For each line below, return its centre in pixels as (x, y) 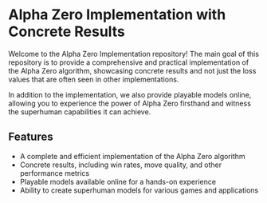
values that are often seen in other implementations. (94, 79)
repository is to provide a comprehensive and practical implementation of (129, 62)
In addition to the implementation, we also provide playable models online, (130, 94)
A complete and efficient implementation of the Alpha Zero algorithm (132, 156)
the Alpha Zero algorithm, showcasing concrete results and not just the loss (132, 70)
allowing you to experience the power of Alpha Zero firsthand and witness (130, 103)
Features (31, 137)
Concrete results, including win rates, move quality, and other (120, 165)
